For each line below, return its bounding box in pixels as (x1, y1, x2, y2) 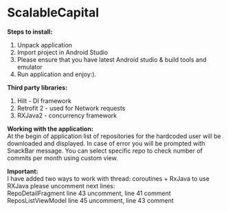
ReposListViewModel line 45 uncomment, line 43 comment (7, 196, 174, 204)
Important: (7, 167, 38, 175)
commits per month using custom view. (7, 153, 118, 162)
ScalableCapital (7, 5, 100, 21)
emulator (16, 63, 43, 71)
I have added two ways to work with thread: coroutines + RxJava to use (7, 174, 209, 183)
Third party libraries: (7, 83, 68, 91)
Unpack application (16, 41, 73, 49)
